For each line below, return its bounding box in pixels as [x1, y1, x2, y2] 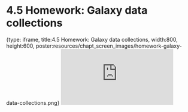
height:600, [6, 42, 35, 49]
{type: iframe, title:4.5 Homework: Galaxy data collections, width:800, [6, 36, 178, 43]
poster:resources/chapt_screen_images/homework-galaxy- [35, 42, 183, 49]
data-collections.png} [6, 99, 60, 106]
